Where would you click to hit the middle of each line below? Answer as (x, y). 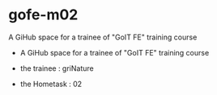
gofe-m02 (43, 15)
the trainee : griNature (57, 68)
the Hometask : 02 (51, 84)
